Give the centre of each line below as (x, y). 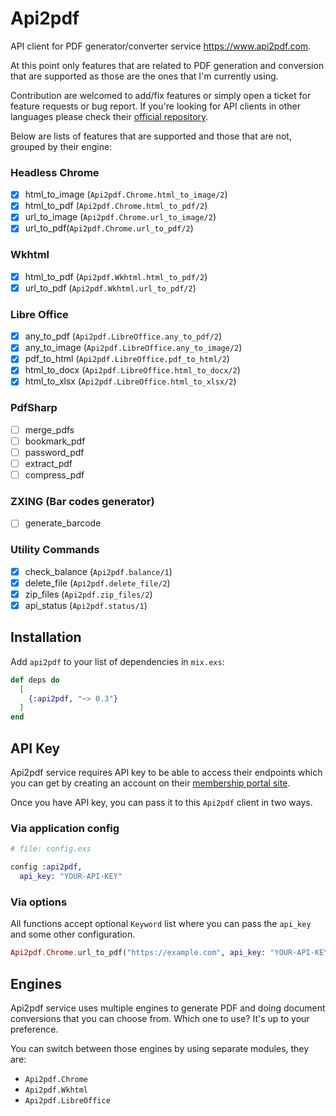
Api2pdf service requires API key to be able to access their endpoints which (166, 773)
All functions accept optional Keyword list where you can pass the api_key (161, 924)
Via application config (65, 828)
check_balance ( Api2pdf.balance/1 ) (98, 571)
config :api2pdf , (46, 867)
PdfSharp (34, 408)
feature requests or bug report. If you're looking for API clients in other (155, 106)
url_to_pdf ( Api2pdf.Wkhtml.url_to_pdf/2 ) (110, 288)
